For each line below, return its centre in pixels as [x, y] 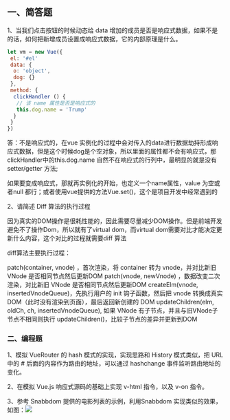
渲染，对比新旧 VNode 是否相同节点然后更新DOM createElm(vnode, [103, 285]
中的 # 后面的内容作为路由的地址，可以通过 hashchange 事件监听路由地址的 [114, 364]
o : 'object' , [32, 71]
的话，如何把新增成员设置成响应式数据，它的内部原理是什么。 [94, 39]
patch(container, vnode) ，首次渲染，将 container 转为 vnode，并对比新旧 [112, 268]
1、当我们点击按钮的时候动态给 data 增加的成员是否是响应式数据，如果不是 [113, 30]
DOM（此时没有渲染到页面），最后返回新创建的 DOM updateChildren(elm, [111, 302]
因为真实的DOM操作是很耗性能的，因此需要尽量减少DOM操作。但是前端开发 [115, 221]
